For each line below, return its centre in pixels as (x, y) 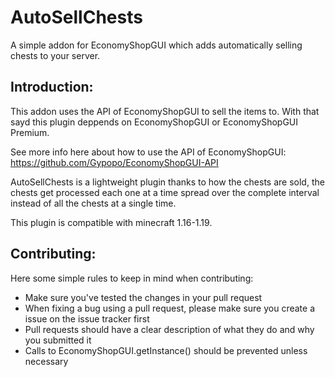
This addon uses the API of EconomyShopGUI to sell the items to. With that (165, 111)
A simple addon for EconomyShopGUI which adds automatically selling (156, 45)
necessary (46, 361)
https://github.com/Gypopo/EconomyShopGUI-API (114, 162)
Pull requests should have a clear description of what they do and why (169, 329)
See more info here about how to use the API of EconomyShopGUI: (148, 152)
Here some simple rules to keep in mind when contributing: (132, 278)
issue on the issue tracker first (87, 318)
